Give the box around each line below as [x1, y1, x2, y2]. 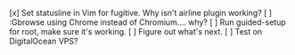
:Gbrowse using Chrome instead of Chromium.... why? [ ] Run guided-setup [9, 17, 287, 27]
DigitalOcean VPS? [9, 35, 78, 46]
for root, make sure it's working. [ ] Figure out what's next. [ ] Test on [9, 27, 263, 36]
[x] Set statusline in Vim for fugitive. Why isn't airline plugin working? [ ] [9, 8, 273, 18]
